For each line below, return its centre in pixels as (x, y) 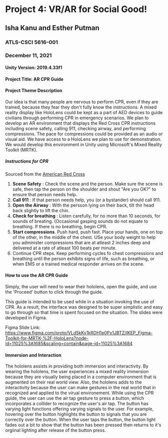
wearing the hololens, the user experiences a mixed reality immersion (77, 372)
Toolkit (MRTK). (21, 150)
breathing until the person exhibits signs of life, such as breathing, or (83, 258)
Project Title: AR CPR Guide (34, 79)
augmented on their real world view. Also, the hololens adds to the (73, 382)
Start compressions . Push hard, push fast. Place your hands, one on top (88, 232)
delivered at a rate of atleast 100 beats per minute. (64, 248)
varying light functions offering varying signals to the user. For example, (79, 409)
